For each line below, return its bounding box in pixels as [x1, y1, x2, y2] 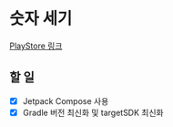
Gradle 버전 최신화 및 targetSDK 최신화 [22, 107, 164, 118]
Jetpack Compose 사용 [22, 95, 109, 106]
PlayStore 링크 [9, 40, 63, 51]
